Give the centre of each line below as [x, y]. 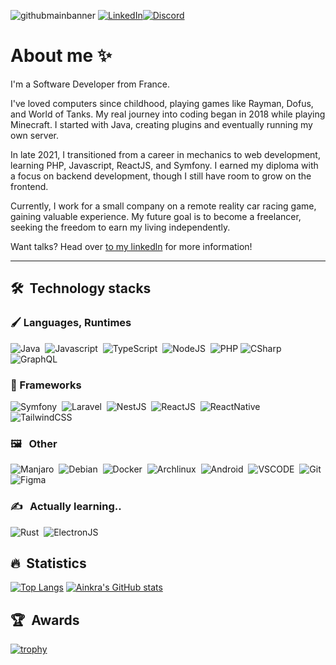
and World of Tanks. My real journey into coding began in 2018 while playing [168, 114]
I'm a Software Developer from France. [90, 84]
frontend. [29, 186]
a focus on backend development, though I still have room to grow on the [161, 176]
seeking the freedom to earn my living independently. [120, 227]
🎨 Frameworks [46, 385]
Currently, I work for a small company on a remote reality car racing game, [163, 206]
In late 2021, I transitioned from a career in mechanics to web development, [165, 154]
